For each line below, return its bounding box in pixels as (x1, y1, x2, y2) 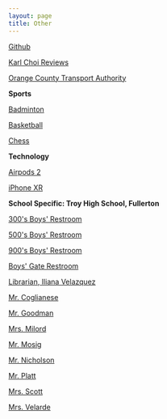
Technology (8, 151, 50, 161)
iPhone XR (8, 183, 43, 193)
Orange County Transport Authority (8, 73, 127, 83)
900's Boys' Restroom (8, 245, 82, 255)
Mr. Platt (8, 370, 36, 380)
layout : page (8, 11, 52, 20)
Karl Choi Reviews (8, 57, 69, 67)
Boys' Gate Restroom (8, 260, 79, 271)
